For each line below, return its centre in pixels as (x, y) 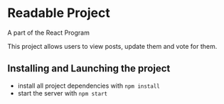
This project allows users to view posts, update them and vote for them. (112, 46)
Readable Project (59, 13)
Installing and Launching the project (89, 69)
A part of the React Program (49, 33)
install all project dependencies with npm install (89, 86)
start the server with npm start (63, 93)
